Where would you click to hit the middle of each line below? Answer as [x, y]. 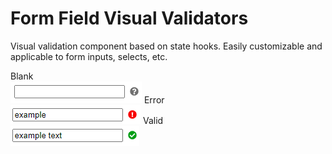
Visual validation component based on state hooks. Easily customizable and [166, 46]
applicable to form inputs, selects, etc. [89, 56]
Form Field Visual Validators [129, 18]
